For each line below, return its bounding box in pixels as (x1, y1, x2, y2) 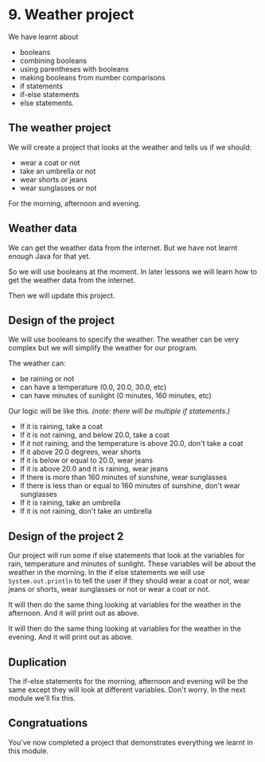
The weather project (8, 121, 111, 135)
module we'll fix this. (8, 694, 76, 702)
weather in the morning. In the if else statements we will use (8, 568, 205, 577)
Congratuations (8, 717, 88, 730)
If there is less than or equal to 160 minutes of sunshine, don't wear (19, 481, 241, 490)
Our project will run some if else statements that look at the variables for (8, 551, 245, 561)
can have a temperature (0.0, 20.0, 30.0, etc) (19, 382, 167, 392)
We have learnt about (8, 32, 79, 41)
